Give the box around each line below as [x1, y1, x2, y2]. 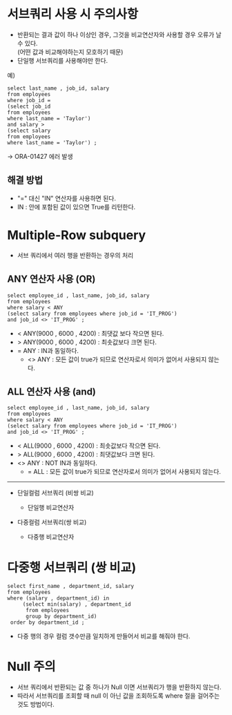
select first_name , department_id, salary [7, 583, 135, 590]
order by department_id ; [10, 619, 85, 626]
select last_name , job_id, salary [7, 84, 110, 92]
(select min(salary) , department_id [22, 601, 131, 608]
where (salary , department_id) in [7, 595, 110, 602]
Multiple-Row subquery [7, 227, 146, 242]
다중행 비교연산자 [27, 533, 75, 541]
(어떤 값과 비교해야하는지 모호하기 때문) [17, 48, 124, 56]
